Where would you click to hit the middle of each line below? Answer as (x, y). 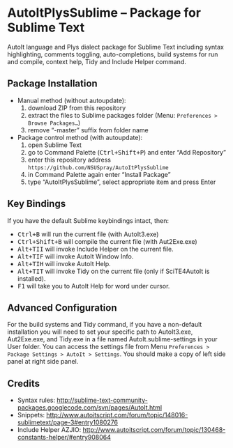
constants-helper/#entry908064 (64, 438)
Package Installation (52, 84)
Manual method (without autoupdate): (72, 100)
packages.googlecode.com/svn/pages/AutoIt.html (90, 408)
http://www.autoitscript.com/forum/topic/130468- (154, 430)
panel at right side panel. (43, 362)
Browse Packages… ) (54, 123)
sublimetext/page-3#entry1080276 (68, 422)
